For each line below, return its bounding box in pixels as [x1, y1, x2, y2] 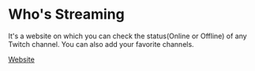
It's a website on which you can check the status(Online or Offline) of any [8, 31, 247, 41]
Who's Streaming [8, 5, 125, 23]
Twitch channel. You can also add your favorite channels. [8, 39, 195, 48]
